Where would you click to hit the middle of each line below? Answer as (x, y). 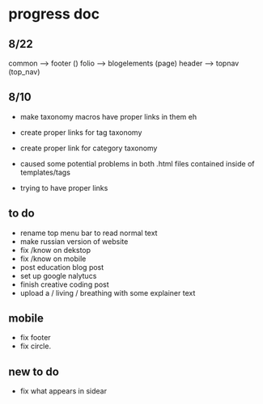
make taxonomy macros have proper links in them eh (108, 116)
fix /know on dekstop (55, 250)
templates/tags (45, 172)
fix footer (35, 338)
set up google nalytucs (58, 276)
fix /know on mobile (53, 259)
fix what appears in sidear (64, 391)
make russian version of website (74, 241)
